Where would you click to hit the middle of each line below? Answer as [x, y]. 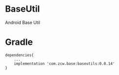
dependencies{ [20, 55]
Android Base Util [23, 22]
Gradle [19, 42]
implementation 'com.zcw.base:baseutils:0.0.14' [64, 64]
